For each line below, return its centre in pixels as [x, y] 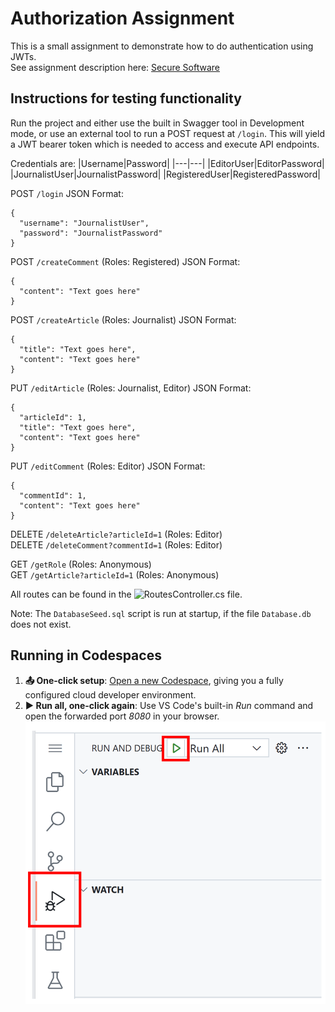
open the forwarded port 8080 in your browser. [122, 716]
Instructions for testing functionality [126, 98]
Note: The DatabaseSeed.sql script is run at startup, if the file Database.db [161, 613]
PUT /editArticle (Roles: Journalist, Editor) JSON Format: [131, 388]
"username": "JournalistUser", [84, 223]
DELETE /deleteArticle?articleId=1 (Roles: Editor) [116, 534]
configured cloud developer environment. [110, 694]
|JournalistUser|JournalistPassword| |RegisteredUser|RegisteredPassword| [165, 174]
